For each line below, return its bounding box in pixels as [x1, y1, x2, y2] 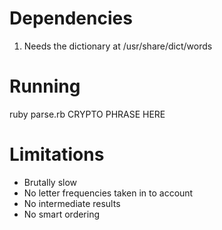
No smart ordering [23, 208, 101, 220]
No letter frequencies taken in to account [23, 187, 194, 199]
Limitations [9, 143, 105, 166]
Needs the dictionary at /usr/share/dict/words [23, 40, 213, 52]
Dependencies [9, 7, 133, 30]
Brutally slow [23, 176, 78, 188]
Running [9, 75, 81, 98]
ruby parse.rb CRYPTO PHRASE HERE [9, 108, 166, 120]
